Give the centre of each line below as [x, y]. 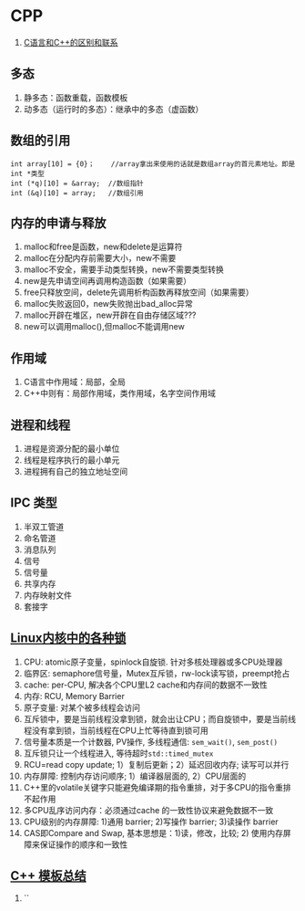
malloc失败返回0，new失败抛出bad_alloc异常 [108, 304]
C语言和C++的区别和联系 [71, 42]
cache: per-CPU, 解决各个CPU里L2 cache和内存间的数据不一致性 [145, 685]
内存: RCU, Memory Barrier [74, 696]
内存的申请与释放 [58, 223]
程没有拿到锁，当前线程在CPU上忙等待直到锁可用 [116, 730]
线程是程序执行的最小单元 [71, 460]
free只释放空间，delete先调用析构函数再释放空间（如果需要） [138, 292]
